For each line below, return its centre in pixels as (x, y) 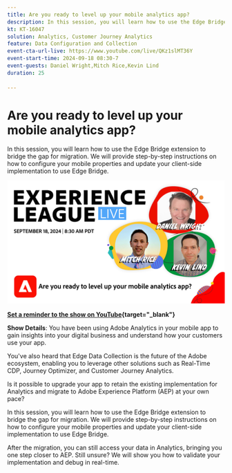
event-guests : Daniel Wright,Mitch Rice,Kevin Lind (83, 66)
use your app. (27, 342)
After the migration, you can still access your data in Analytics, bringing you (115, 447)
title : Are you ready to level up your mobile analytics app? (98, 15)
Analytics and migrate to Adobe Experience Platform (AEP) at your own (108, 391)
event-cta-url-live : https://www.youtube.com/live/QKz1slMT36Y (100, 51)
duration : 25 (26, 73)
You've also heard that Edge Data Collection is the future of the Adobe (107, 355)
